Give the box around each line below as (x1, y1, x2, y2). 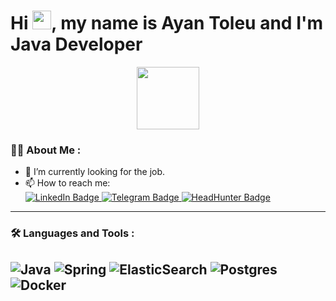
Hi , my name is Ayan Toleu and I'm (10, 12, 324, 35)
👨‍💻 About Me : (10, 143, 82, 157)
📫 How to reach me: (24, 177, 111, 189)
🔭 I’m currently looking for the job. (24, 166, 166, 178)
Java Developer (10, 33, 143, 56)
